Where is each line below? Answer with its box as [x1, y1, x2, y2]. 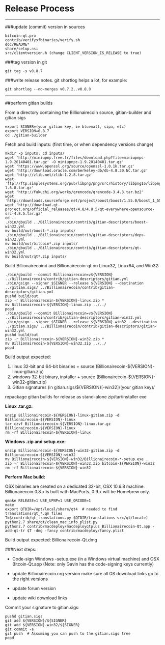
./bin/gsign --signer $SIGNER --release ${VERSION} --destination [5, 280, 144, 285]
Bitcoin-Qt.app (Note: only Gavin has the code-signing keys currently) [12, 561, 154, 567]
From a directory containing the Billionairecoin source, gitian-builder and [5, 109, 152, 115]
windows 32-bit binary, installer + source [12, 374, 96, 380]
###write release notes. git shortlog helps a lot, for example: [5, 77, 128, 83]
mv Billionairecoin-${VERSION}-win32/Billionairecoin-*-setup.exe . [5, 456, 148, 462]
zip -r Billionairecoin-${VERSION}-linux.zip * [5, 298, 105, 303]
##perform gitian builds [5, 100, 53, 106]
